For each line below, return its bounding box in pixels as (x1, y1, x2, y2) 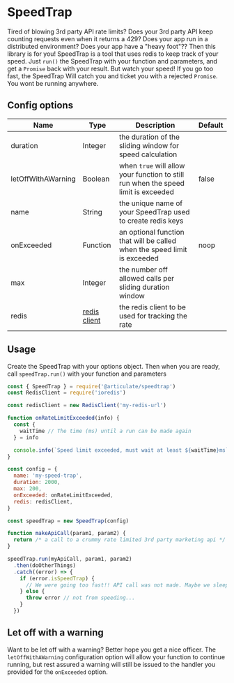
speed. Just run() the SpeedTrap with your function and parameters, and (7, 57, 218, 65)
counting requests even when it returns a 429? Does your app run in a (7, 34, 208, 43)
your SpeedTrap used (118, 207, 190, 216)
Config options (7, 99, 74, 112)
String (82, 207, 102, 216)
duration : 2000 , (13, 479, 61, 486)
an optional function (118, 227, 185, 237)
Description (135, 120, 175, 130)
